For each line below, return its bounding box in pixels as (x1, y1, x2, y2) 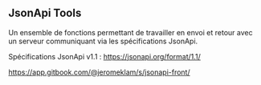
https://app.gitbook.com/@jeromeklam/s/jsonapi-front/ (8, 67, 190, 77)
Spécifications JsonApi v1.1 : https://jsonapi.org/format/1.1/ (8, 51, 201, 61)
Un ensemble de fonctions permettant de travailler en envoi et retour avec (8, 27, 253, 37)
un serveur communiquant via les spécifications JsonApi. (8, 36, 198, 46)
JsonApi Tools (8, 6, 82, 20)
